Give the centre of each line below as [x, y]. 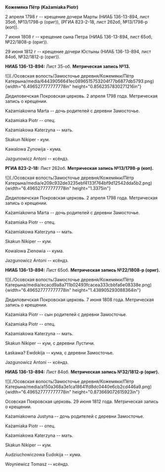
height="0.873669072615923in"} [106, 392]
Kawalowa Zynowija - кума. [34, 149]
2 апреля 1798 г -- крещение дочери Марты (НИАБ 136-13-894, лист [77, 17]
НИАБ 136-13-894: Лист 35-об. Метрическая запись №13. [68, 66]
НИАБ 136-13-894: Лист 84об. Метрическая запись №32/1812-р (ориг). [82, 372]
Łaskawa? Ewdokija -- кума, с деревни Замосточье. [60, 353]
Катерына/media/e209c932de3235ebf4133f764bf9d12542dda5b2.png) [79, 183]
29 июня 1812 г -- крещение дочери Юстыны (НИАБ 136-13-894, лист [78, 52]
